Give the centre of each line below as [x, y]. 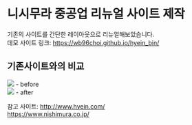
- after [24, 92]
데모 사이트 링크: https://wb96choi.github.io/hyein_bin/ [83, 42]
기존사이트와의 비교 [46, 67]
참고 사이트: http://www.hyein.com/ [56, 106]
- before [27, 84]
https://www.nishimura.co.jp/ [48, 114]
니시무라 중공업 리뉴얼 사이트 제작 [96, 14]
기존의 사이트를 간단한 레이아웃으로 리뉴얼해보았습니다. [81, 34]
